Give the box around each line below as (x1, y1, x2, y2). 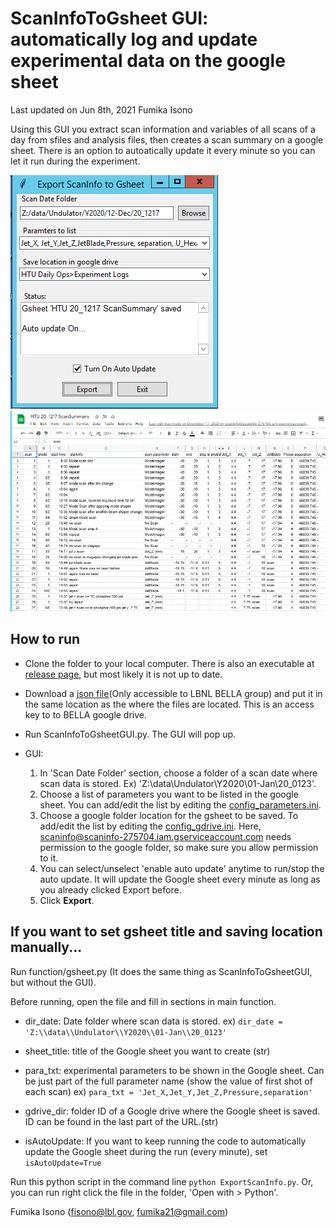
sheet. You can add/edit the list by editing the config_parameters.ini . (39, 798, 322, 811)
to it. (39, 852, 59, 864)
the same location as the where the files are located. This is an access (24, 698, 315, 710)
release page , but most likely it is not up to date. (24, 668, 223, 680)
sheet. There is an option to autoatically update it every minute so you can (10, 144, 316, 156)
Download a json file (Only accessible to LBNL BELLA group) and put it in (24, 687, 323, 699)
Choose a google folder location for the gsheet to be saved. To (39, 809, 299, 821)
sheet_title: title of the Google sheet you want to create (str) (24, 1045, 271, 1057)
